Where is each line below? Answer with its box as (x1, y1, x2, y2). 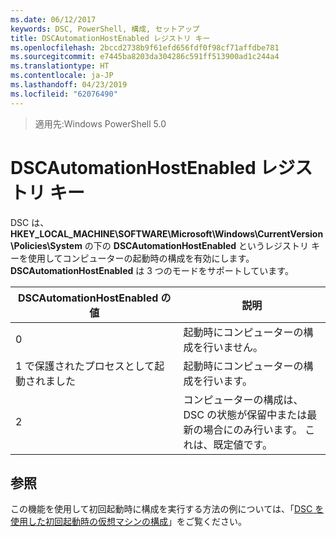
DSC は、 (10, 216, 50, 228)
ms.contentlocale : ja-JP (10, 71, 114, 81)
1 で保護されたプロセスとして (15, 359, 155, 373)
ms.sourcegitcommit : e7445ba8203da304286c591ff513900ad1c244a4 (10, 52, 280, 62)
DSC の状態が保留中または (183, 407, 308, 421)
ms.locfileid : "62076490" (10, 89, 118, 99)
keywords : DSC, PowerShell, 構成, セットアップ (10, 24, 200, 34)
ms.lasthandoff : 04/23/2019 (10, 80, 128, 90)
